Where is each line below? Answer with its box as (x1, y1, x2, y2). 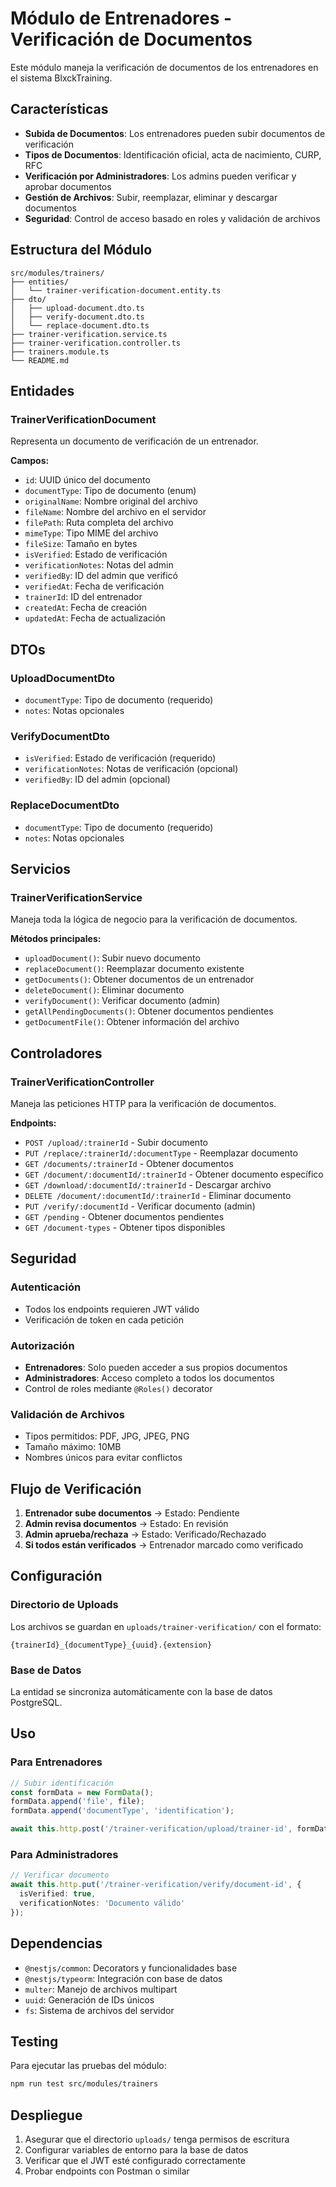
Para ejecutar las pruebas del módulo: (10, 2060, 167, 2072)
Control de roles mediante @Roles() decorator (24, 1382, 213, 1394)
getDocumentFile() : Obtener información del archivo (24, 1016, 240, 1028)
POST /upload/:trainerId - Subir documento (24, 1136, 208, 1148)
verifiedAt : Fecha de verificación (24, 580, 165, 592)
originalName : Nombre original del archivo (24, 495, 198, 507)
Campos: (10, 455, 50, 467)
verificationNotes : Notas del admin (24, 559, 174, 571)
